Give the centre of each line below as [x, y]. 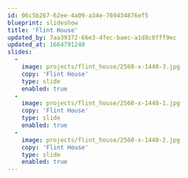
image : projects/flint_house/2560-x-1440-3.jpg [101, 67]
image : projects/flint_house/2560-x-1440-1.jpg [101, 103]
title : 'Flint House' [43, 30]
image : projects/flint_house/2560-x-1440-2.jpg [101, 140]
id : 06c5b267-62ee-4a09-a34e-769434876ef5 [78, 15]
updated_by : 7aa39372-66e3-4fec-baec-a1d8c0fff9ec [92, 37]
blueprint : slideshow [43, 23]
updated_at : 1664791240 [46, 45]
